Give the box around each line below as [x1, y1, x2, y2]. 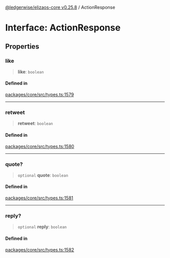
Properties [5, 42, 39, 51]
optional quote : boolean [17, 172, 68, 178]
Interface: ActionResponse [5, 22, 121, 33]
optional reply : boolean [17, 224, 67, 230]
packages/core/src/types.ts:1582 [5, 246, 74, 252]
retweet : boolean [17, 120, 53, 126]
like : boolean [17, 68, 44, 75]
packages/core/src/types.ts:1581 [5, 195, 73, 201]
